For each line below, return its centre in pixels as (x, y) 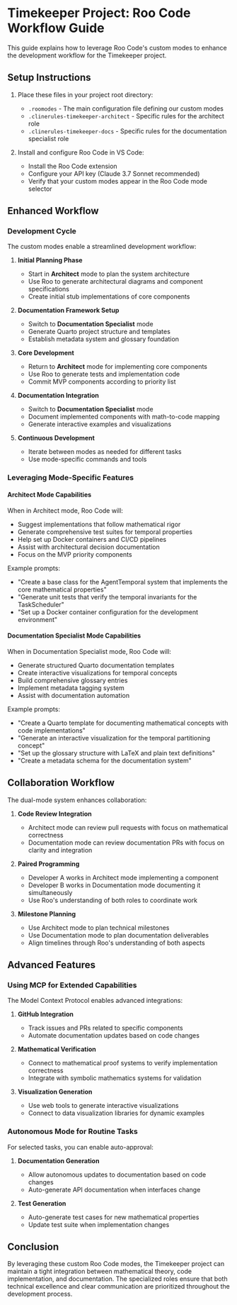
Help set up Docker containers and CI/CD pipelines (92, 539)
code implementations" (52, 730)
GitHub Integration (46, 1014)
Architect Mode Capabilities (50, 494)
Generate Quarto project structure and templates (99, 332)
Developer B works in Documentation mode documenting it (114, 885)
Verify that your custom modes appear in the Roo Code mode (117, 181)
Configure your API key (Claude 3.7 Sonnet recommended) (114, 173)
